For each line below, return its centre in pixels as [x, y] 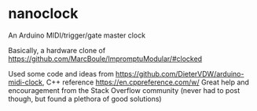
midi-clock [26, 82]
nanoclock [43, 14]
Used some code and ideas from [61, 73]
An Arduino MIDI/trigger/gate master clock [77, 35]
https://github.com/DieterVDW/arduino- [180, 73]
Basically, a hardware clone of [57, 50]
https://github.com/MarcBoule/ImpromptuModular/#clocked [105, 59]
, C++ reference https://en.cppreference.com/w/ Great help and [146, 82]
